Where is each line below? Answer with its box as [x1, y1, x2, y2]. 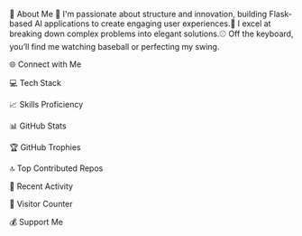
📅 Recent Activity [9, 181, 74, 192]
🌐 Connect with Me [9, 59, 82, 70]
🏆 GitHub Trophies [9, 142, 81, 153]
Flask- [269, 9, 293, 19]
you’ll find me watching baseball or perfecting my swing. [9, 42, 220, 52]
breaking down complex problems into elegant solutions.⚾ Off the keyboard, [9, 28, 294, 39]
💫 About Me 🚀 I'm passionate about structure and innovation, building [9, 9, 268, 19]
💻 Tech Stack [9, 78, 61, 88]
